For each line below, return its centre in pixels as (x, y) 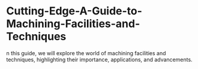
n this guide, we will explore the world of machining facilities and (86, 53)
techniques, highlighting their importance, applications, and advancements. (100, 59)
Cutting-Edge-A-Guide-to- (74, 11)
